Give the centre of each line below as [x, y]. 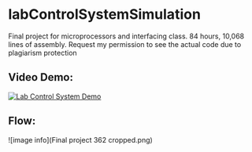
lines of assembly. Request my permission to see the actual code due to [125, 44]
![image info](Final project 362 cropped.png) [81, 139]
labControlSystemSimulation [104, 14]
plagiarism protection [43, 52]
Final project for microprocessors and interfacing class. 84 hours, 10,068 [126, 36]
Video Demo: [41, 77]
